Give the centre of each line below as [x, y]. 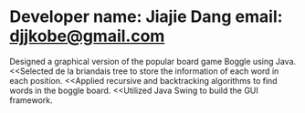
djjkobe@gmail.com [87, 36]
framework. [31, 100]
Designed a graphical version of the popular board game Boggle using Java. [153, 61]
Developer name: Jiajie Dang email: [146, 17]
